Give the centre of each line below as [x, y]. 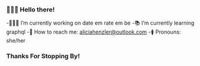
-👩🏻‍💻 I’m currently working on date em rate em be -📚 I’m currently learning [100, 23]
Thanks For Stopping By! [43, 56]
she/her [16, 41]
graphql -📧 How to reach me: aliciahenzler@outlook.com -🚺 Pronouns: [94, 32]
